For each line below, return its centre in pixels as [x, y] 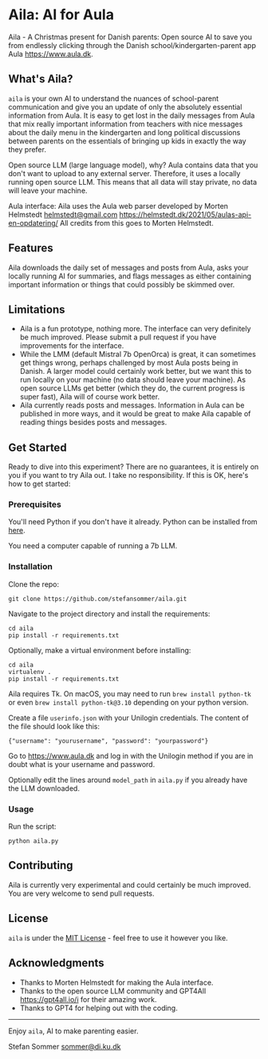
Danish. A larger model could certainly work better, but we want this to [136, 371]
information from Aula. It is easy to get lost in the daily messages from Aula [132, 115]
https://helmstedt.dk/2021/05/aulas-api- [185, 215]
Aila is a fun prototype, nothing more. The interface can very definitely [135, 329]
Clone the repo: [34, 584]
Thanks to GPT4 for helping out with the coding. [99, 1008]
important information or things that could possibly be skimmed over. [122, 284]
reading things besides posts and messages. [93, 423]
